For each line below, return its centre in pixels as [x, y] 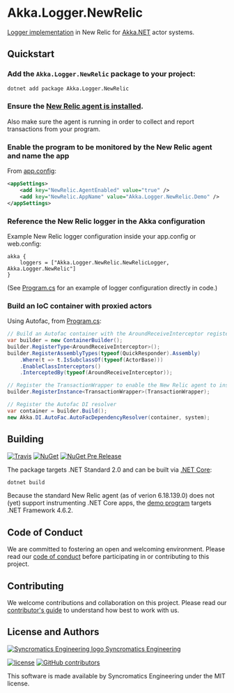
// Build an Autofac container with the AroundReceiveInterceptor [106, 334]
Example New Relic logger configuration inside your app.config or [102, 236]
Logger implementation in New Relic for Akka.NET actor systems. [101, 32]
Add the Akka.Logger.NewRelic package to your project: [101, 74]
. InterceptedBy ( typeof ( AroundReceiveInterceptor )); [96, 373]
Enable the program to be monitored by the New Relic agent [110, 147]
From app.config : [32, 171]
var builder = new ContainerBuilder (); [65, 341]
